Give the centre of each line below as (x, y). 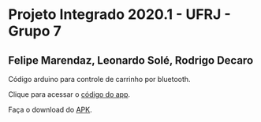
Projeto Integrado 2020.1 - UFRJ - (119, 15)
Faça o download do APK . (50, 109)
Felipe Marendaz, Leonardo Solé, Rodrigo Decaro (131, 60)
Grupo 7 (35, 31)
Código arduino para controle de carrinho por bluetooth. (99, 79)
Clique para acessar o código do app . (69, 94)
